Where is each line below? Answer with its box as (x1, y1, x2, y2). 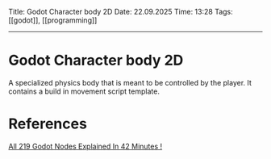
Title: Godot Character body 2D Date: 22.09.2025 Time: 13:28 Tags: (8, 7, 234, 16)
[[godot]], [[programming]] (8, 15, 98, 25)
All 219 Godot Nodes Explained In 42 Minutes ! (8, 141, 163, 151)
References (8, 115, 87, 133)
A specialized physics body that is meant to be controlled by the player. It (8, 77, 252, 87)
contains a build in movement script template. (8, 86, 160, 96)
